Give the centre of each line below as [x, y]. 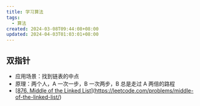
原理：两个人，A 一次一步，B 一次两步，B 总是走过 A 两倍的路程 [95, 84]
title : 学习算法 [25, 12]
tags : [13, 18]
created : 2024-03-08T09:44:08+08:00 [52, 29]
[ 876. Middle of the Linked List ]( [55, 90]
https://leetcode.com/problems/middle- [144, 90]
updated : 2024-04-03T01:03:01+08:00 [52, 35]
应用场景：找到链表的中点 [47, 76]
